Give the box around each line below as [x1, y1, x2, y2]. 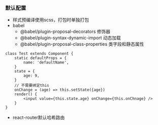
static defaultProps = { [14, 55, 67, 61]
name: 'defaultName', [23, 60, 69, 65]
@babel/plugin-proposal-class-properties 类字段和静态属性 [20, 41, 144, 47]
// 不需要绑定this [14, 83, 50, 88]
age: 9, [23, 73, 39, 79]
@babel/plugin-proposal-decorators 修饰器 [20, 29, 110, 35]
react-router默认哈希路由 [12, 114, 65, 120]
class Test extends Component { [5, 51, 73, 56]
